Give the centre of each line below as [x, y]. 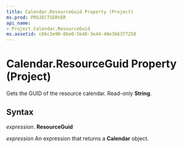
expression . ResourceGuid [40, 126]
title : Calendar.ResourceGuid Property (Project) [70, 12]
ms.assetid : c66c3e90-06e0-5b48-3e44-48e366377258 [71, 34]
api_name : [19, 23]
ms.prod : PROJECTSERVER [36, 17]
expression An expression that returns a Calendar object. [78, 138]
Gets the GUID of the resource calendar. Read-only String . [79, 93]
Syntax [20, 112]
